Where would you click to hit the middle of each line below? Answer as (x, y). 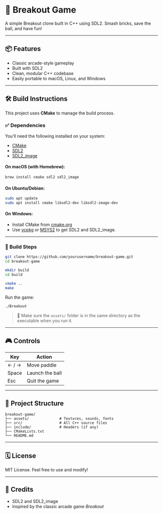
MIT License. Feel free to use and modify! (47, 469)
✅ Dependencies (25, 126)
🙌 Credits (19, 490)
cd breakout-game (23, 261)
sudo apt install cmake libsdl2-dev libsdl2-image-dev (62, 203)
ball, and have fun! (24, 28)
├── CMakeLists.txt (25, 432)
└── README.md (19, 436)
